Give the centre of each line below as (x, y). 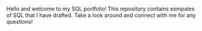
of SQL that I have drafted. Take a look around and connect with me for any (101, 15)
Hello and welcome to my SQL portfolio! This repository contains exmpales (100, 9)
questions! (20, 22)
